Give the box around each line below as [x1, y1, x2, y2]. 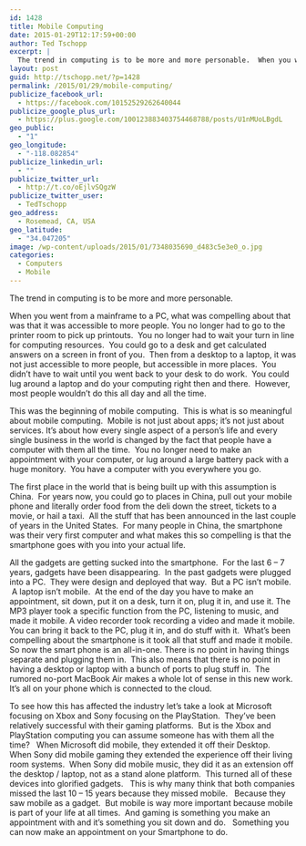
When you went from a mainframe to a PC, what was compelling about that [9, 310, 291, 321]
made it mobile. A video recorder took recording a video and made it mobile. [9, 614, 296, 625]
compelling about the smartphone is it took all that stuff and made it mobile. [9, 634, 293, 645]
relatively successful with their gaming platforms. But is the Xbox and [9, 719, 271, 730]
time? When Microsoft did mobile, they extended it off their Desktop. [9, 739, 270, 750]
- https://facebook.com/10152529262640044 [17, 98, 181, 108]
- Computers [17, 259, 64, 269]
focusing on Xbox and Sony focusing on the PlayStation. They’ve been [9, 710, 276, 721]
